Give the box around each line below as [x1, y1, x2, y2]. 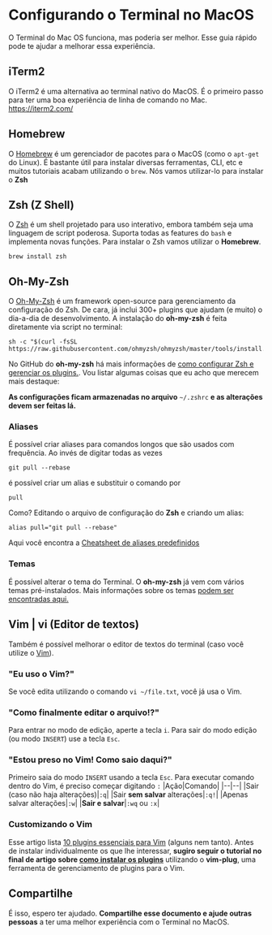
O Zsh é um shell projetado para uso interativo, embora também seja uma [8, 219, 253, 229]
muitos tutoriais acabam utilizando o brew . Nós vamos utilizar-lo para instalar [8, 166, 264, 175]
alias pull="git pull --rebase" [8, 524, 117, 532]
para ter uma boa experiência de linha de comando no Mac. [8, 95, 208, 105]
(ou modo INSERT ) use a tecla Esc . [8, 734, 121, 744]
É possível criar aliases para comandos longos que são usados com [8, 439, 235, 449]
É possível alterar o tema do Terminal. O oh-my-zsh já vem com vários [8, 577, 244, 587]
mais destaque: [8, 376, 60, 387]
